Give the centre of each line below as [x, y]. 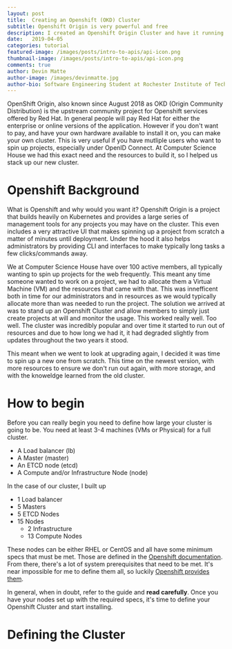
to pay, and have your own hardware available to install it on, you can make [114, 133]
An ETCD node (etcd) [47, 465]
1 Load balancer [40, 500]
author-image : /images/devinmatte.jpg [63, 78]
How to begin [46, 404]
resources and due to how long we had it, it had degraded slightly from [108, 333]
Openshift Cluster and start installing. [60, 607]
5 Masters [31, 507]
